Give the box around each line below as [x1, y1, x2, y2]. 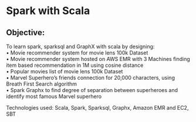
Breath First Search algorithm [6, 80, 77, 87]
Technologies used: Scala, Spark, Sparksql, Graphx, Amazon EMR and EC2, [6, 104, 189, 111]
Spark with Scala [6, 4, 90, 18]
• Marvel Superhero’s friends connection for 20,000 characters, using [6, 74, 175, 81]
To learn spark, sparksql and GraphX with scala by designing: [6, 43, 155, 50]
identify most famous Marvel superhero [6, 93, 102, 100]
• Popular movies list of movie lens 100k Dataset [6, 68, 123, 74]
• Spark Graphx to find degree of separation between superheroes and [6, 87, 178, 93]
